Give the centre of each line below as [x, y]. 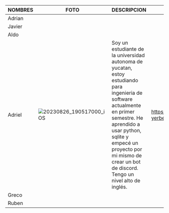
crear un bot [126, 162]
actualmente [126, 105]
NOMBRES [21, 10]
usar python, [126, 131]
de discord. [125, 168]
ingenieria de [127, 93]
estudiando [125, 80]
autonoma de [127, 61]
